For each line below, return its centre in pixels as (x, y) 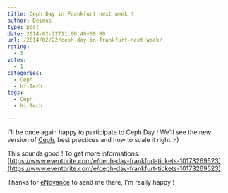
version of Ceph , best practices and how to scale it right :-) (93, 139)
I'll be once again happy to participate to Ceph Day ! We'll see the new (109, 132)
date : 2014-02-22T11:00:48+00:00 (56, 34)
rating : (19, 47)
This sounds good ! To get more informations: (73, 153)
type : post (23, 27)
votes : (17, 60)
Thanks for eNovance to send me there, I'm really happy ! (91, 182)
